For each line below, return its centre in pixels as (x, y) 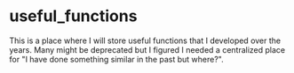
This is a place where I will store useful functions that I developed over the (145, 40)
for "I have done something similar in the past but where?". (116, 59)
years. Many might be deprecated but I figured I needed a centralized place (147, 49)
